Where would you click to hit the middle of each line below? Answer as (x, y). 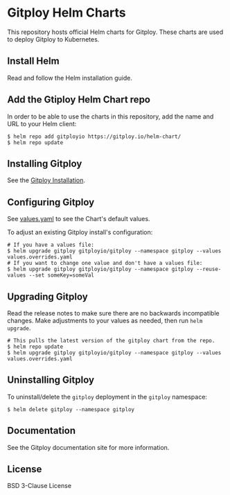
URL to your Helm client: (42, 123)
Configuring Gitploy (51, 202)
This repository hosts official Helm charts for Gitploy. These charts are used (115, 32)
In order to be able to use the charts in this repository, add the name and (110, 116)
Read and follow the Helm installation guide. (70, 78)
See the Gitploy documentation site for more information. (88, 447)
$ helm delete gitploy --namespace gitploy (71, 409)
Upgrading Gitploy (47, 296)
